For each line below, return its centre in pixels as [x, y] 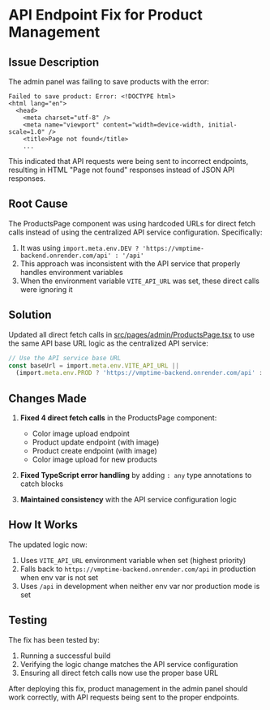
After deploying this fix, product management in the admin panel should [128, 688]
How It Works [43, 525]
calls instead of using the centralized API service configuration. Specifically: [135, 232]
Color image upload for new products [95, 459]
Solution [30, 315]
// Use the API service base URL [65, 358]
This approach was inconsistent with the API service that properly [130, 263]
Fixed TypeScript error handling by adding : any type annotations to [136, 475]
